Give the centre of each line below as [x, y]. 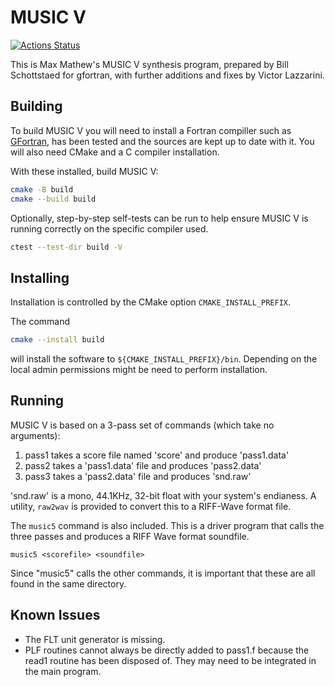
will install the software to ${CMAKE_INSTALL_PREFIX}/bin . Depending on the [164, 359]
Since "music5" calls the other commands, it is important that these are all [163, 573]
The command [40, 322]
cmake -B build [42, 189]
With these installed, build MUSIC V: [84, 171]
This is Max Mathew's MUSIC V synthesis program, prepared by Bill [149, 64]
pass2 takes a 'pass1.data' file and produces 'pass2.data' [143, 465]
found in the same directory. [68, 583]
